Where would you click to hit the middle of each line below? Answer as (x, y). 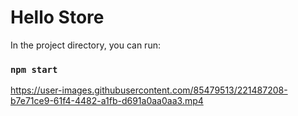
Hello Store (57, 17)
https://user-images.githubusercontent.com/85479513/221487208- (149, 90)
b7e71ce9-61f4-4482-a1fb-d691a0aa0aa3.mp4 (107, 101)
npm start (34, 69)
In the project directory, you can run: (85, 45)
